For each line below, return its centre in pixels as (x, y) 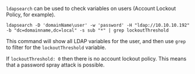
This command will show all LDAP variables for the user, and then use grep (96, 41)
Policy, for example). (31, 15)
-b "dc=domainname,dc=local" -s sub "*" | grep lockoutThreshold (87, 30)
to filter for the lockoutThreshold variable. (56, 47)
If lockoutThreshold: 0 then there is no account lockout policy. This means (96, 59)
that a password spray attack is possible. (55, 65)
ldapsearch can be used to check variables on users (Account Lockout (91, 8)
